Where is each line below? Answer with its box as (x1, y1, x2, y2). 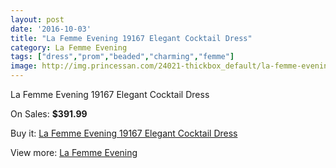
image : (10, 61, 38, 71)
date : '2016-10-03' (10, 24, 92, 34)
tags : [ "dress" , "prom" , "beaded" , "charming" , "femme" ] (10, 52, 235, 62)
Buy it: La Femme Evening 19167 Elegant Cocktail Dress (10, 127, 238, 139)
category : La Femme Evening (10, 42, 128, 53)
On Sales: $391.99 (10, 108, 88, 120)
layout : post (10, 14, 65, 25)
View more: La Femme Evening (10, 147, 138, 158)
